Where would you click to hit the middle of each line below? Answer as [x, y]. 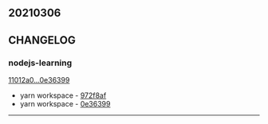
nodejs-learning [40, 63]
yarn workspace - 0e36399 [65, 104]
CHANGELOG [42, 40]
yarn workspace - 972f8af [63, 95]
